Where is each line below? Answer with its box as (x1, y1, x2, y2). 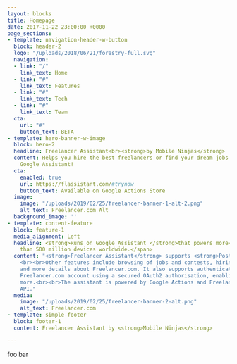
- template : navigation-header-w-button (7, 37, 128, 44)
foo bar (7, 350, 29, 358)
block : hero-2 (13, 142, 55, 149)
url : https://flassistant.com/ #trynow (20, 180, 134, 187)
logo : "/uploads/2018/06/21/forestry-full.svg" (13, 50, 157, 57)
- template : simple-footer (7, 311, 87, 319)
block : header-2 (13, 43, 61, 50)
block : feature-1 (13, 226, 65, 233)
